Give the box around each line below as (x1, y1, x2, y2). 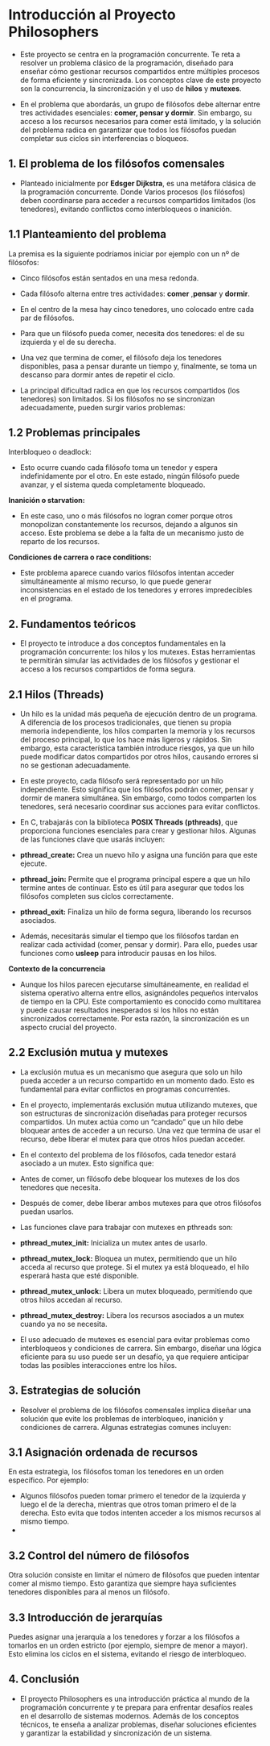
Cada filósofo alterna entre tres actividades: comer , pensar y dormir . (19, 289, 251, 298)
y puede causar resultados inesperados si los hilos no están (19, 1005, 219, 1015)
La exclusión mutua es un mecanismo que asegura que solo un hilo (19, 1066, 243, 1077)
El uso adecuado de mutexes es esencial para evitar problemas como (19, 1334, 251, 1344)
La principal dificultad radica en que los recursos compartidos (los (19, 385, 240, 395)
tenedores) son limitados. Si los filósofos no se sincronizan (19, 393, 215, 404)
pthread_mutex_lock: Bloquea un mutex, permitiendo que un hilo (19, 1253, 237, 1263)
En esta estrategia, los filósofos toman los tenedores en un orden (8, 1467, 224, 1477)
